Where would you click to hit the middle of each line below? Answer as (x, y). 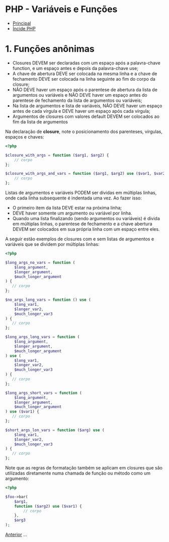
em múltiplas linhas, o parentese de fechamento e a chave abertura (82, 224)
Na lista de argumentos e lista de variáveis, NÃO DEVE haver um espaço (87, 106)
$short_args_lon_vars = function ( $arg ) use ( (55, 430)
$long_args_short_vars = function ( (44, 393)
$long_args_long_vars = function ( (43, 337)
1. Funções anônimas (50, 49)
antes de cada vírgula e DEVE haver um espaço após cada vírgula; (81, 111)
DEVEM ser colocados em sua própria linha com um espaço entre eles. (86, 229)
